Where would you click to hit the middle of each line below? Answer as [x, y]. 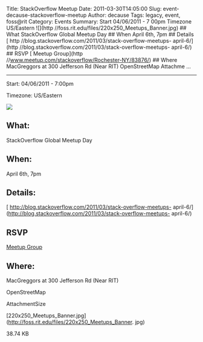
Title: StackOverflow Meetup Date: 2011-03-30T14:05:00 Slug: [84, 9]
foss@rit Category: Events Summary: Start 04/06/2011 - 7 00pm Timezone [99, 21]
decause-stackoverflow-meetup [47, 15]
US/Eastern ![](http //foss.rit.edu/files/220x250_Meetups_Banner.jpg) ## [96, 28]
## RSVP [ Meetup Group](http [45, 53]
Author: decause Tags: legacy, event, [134, 15]
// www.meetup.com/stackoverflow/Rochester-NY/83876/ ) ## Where [92, 60]
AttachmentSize [26, 304]
